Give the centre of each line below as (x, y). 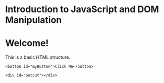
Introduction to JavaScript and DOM (82, 9)
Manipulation (34, 20)
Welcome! (27, 43)
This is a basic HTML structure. (38, 57)
